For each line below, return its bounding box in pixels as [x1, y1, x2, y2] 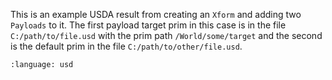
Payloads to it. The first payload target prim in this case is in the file [10, 19, 287, 31]
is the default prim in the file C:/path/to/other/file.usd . [10, 40, 243, 52]
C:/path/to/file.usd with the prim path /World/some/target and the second [10, 30, 323, 41]
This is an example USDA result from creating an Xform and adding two [10, 9, 302, 20]
